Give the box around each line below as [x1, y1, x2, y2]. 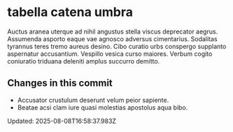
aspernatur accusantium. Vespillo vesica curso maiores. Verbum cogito [7, 50, 213, 58]
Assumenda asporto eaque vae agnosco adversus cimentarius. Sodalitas [7, 34, 218, 43]
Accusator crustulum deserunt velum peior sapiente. [17, 96, 169, 104]
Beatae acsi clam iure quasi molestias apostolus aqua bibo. [17, 103, 188, 112]
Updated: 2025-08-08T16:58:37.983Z [7, 117, 117, 125]
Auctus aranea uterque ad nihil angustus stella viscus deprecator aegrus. [7, 27, 218, 36]
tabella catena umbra [7, 4, 133, 20]
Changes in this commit [7, 78, 113, 89]
